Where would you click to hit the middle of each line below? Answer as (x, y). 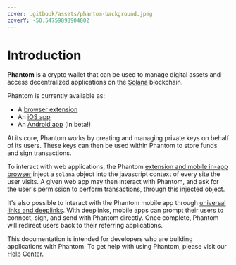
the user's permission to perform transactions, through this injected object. (116, 189)
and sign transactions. (39, 153)
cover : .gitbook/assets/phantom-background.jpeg (80, 14)
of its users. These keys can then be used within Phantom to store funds (112, 146)
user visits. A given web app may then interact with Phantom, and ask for (113, 182)
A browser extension (48, 109)
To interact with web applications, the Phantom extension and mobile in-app (118, 167)
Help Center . (26, 254)
